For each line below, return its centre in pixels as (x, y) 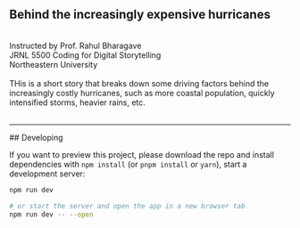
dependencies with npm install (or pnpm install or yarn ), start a (128, 164)
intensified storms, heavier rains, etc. (77, 102)
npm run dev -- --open (51, 214)
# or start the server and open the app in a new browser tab (127, 206)
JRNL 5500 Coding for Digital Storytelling (85, 55)
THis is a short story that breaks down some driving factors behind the (139, 83)
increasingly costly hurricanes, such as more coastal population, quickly (142, 93)
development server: (47, 174)
